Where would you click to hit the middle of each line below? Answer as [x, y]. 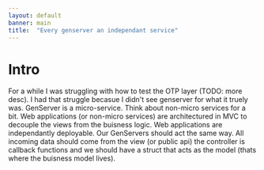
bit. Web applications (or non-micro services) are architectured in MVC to [128, 116]
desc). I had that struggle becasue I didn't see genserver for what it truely [128, 100]
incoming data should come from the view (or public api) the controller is [126, 142]
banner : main [30, 23]
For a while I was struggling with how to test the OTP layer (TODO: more [125, 91]
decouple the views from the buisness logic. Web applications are [115, 125]
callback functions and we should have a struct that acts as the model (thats [132, 150]
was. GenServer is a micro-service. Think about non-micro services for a [127, 108]
